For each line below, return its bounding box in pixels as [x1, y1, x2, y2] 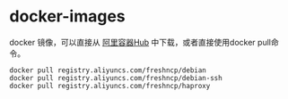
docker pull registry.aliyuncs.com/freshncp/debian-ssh [9, 73, 223, 82]
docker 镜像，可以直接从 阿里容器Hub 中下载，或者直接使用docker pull [9, 37, 272, 47]
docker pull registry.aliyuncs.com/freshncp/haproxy [9, 81, 211, 90]
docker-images [9, 6, 126, 27]
